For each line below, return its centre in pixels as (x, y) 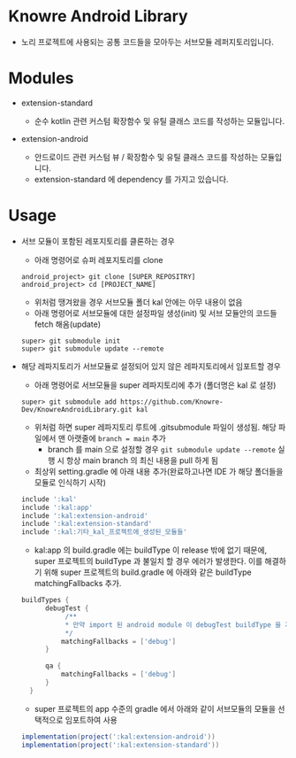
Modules (41, 78)
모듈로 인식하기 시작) (70, 482)
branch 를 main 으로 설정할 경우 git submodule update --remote (161, 449)
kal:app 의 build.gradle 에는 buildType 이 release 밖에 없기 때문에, (151, 550)
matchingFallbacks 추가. (78, 584)
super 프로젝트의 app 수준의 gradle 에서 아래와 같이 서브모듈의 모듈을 (155, 708)
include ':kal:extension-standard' (87, 524)
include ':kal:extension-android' (84, 515)
